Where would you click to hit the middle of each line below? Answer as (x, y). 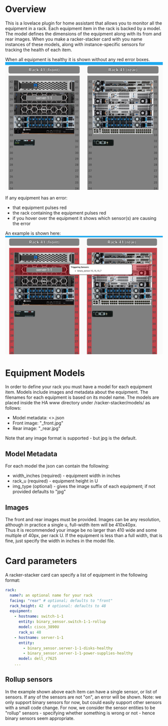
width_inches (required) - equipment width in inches (66, 476)
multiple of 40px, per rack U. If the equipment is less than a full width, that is (84, 535)
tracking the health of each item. (39, 50)
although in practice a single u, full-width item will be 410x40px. (71, 525)
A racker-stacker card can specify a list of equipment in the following (76, 575)
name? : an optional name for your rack (51, 595)
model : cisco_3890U (38, 627)
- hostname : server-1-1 (39, 637)
